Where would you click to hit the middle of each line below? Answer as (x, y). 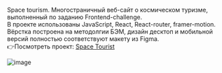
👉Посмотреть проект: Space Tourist (61, 46)
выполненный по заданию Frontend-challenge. (74, 17)
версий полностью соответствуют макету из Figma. (83, 39)
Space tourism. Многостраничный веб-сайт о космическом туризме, (108, 10)
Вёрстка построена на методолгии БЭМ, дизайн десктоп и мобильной (110, 31)
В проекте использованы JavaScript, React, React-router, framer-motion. (112, 24)
